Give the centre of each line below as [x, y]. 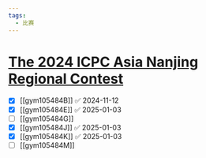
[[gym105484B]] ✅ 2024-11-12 [69, 100]
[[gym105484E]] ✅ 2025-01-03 [71, 109]
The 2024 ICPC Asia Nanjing [103, 62]
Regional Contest [66, 79]
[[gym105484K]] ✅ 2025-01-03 [71, 136]
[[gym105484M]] [47, 145]
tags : [17, 15]
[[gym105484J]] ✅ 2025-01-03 [70, 127]
